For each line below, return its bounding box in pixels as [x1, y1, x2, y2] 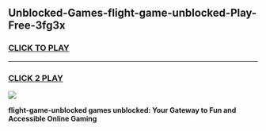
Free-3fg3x [8, 19, 66, 33]
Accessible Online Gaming [8, 114, 97, 123]
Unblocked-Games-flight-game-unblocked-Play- [8, 6, 257, 20]
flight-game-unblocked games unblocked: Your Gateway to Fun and [8, 105, 237, 114]
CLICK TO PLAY [8, 43, 70, 54]
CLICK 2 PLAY [8, 72, 63, 83]
